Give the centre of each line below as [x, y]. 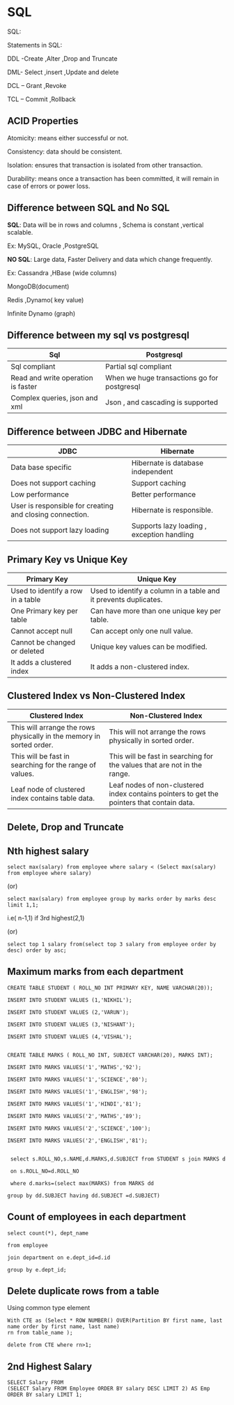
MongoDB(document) [38, 286]
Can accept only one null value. [142, 631]
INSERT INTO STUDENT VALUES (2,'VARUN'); [68, 1012]
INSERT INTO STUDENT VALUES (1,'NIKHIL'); [70, 1000]
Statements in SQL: [35, 45]
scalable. [20, 232]
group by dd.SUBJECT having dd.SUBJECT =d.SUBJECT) [84, 1196]
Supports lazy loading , [169, 526]
